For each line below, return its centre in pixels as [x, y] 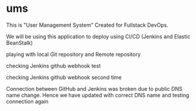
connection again [27, 101]
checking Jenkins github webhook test [53, 66]
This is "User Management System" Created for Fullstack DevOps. [87, 25]
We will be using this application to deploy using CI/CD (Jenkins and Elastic [98, 36]
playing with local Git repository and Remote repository [73, 54]
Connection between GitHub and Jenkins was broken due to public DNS [94, 88]
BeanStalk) [20, 43]
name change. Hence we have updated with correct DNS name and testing [98, 95]
